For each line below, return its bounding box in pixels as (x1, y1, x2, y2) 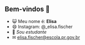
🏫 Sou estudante (12, 28, 47, 35)
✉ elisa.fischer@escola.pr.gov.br (12, 34, 80, 40)
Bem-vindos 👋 (5, 5, 50, 13)
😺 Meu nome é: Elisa (12, 18, 57, 24)
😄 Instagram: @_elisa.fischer (12, 23, 73, 29)
